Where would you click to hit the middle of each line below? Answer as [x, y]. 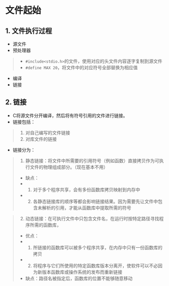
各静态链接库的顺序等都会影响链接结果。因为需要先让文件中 [95, 201]
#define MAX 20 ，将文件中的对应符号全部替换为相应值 [81, 67]
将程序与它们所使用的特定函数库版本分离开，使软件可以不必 [95, 266]
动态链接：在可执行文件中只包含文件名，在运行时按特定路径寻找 [92, 218]
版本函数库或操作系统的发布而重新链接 [82, 272]
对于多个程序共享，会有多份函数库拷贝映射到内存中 [87, 189]
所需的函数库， [46, 225]
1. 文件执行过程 [29, 31]
